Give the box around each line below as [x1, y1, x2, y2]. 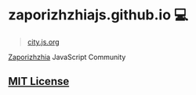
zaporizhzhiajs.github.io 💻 [8, 6, 189, 24]
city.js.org [27, 37, 60, 47]
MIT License [8, 75, 70, 88]
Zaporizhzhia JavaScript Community [8, 52, 126, 62]
